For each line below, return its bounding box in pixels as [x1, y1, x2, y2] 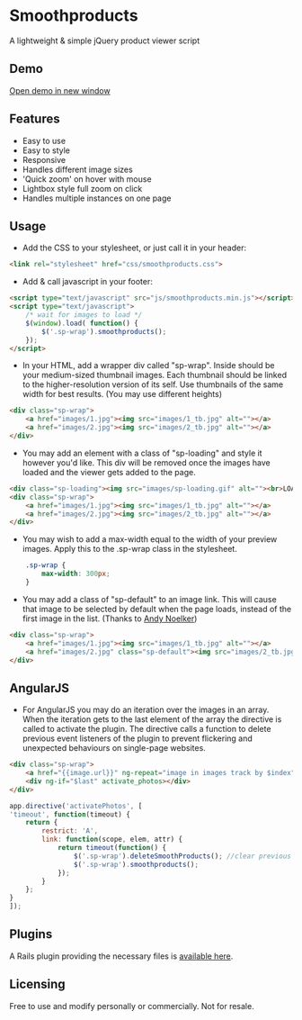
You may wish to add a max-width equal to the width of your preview [22, 534, 278, 545]
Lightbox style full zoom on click [22, 183, 143, 194]
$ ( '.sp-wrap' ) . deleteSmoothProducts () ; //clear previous [73, 852, 292, 861]
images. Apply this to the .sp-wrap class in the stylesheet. [22, 544, 238, 555]
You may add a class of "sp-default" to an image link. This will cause [22, 593, 277, 604]
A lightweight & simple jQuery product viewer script [9, 35, 200, 46]
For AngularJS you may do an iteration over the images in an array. [22, 704, 270, 716]
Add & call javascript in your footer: [22, 276, 153, 287]
